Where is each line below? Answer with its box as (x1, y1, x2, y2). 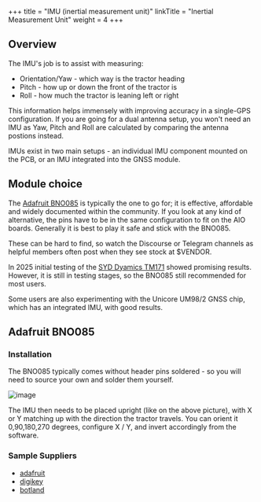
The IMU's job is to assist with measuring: (8, 58, 144, 68)
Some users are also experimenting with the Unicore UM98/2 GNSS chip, (8, 294, 245, 304)
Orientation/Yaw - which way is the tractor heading (19, 74, 186, 83)
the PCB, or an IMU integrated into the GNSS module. (8, 154, 181, 164)
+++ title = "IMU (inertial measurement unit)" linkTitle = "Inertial (8, 7, 214, 16)
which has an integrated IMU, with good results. (8, 302, 164, 312)
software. (8, 430, 39, 440)
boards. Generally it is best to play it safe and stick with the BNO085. (8, 223, 231, 233)
